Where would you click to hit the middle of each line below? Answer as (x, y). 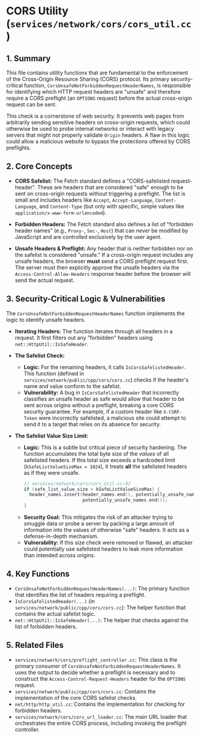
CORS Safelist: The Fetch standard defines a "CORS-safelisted (92, 181)
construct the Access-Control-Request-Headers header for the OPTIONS (100, 678)
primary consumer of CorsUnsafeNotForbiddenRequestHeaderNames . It (98, 666)
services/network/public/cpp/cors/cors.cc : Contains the (85, 691)
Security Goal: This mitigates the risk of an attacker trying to (98, 517)
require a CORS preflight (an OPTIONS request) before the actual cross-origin (99, 98)
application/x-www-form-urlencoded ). (61, 213)
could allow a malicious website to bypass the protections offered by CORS (98, 141)
